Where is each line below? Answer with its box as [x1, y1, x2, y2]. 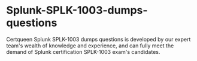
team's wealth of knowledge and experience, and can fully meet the [6, 42, 174, 49]
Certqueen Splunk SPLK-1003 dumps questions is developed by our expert [6, 36, 191, 43]
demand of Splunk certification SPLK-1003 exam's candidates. [6, 48, 160, 55]
